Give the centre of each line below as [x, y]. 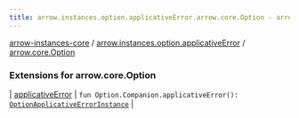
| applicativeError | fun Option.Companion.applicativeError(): [124, 94]
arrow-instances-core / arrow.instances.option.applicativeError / [127, 43]
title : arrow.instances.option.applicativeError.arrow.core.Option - [141, 17]
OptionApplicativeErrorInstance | [72, 104]
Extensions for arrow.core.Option [83, 75]
